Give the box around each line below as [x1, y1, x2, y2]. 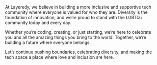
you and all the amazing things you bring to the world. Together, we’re [5, 34, 146, 40]
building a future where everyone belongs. [5, 40, 91, 45]
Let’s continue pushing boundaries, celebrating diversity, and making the [5, 49, 152, 55]
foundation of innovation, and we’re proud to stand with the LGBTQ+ [5, 15, 143, 20]
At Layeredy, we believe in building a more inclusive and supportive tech [5, 4, 151, 10]
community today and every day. [5, 20, 72, 25]
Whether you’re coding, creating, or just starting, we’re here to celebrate [5, 29, 151, 35]
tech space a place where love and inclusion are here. [5, 54, 114, 60]
